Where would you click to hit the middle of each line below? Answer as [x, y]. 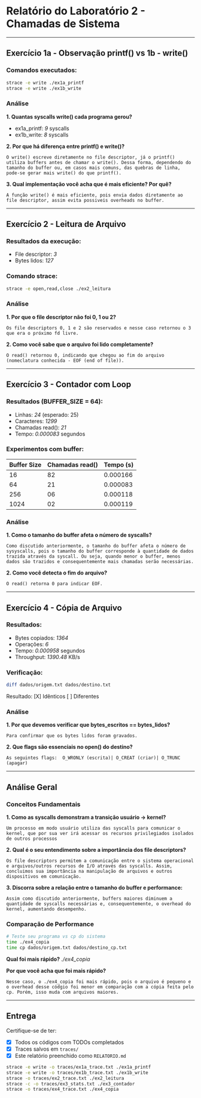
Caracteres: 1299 [36, 421]
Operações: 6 [32, 644]
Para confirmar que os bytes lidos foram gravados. [72, 736]
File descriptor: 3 [36, 254]
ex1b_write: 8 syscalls [42, 134]
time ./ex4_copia [28, 942]
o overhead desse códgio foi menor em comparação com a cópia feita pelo [100, 987]
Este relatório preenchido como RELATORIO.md [71, 1055]
